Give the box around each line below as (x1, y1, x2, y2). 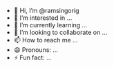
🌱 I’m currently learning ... (13, 21, 88, 29)
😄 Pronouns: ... (13, 46, 59, 54)
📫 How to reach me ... (13, 36, 78, 44)
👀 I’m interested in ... (13, 14, 73, 22)
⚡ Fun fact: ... (13, 53, 52, 62)
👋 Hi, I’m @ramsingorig (13, 7, 79, 14)
